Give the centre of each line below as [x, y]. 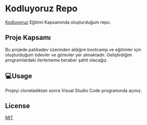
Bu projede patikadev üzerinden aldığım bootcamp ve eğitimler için [73, 49]
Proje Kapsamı [28, 38]
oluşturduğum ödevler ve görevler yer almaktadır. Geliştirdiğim [69, 55]
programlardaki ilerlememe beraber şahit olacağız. [56, 60]
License [18, 106]
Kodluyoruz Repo [41, 9]
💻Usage [19, 76]
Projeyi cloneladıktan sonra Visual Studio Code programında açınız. [73, 90]
